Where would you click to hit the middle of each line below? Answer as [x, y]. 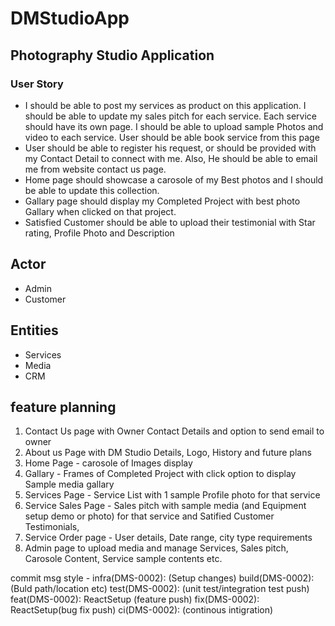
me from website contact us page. [95, 169]
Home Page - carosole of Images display [108, 463]
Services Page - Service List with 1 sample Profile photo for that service [172, 495]
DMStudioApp [70, 18]
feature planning [63, 407]
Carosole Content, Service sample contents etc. [123, 559]
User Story [37, 84]
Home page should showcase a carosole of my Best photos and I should [174, 179]
